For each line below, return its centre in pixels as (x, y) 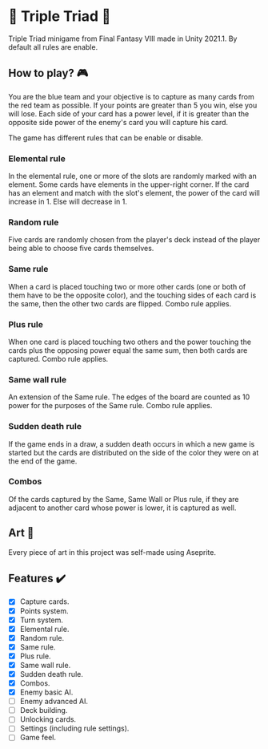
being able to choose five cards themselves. (81, 249)
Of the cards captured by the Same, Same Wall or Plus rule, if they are (124, 499)
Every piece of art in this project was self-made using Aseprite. (112, 552)
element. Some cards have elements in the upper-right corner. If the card (129, 184)
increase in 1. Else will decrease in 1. (68, 202)
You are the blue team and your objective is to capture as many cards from (131, 96)
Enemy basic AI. (46, 692)
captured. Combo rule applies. (58, 358)
